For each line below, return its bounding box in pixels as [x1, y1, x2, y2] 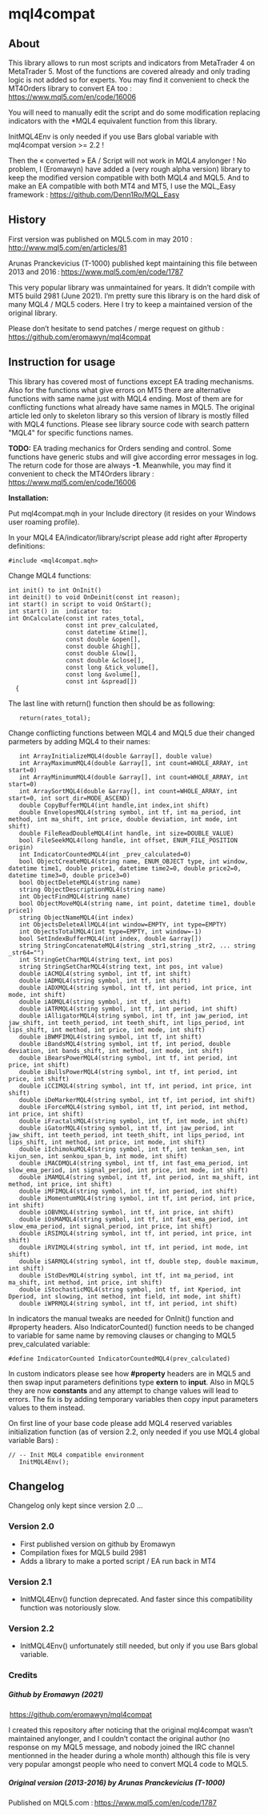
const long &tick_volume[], [65, 663, 159, 671]
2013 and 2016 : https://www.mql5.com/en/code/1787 [8, 266, 184, 277]
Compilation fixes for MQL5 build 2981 [19, 1547, 146, 1557]
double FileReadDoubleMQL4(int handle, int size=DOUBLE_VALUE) [18, 829, 234, 837]
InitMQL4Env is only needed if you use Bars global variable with [8, 132, 218, 141]
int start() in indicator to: [8, 607, 113, 615]
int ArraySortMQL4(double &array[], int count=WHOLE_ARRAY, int [18, 787, 238, 795]
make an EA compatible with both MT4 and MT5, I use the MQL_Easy [8, 181, 236, 191]
